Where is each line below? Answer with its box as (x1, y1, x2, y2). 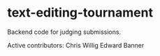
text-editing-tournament (7, 5, 154, 21)
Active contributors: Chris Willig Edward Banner (7, 41, 145, 49)
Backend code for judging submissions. (7, 28, 121, 36)
